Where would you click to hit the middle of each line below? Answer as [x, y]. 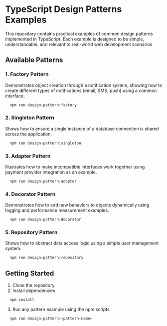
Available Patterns [34, 60]
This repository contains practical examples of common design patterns [79, 33]
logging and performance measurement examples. [57, 210]
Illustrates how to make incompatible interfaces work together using [75, 166]
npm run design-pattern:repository [47, 258]
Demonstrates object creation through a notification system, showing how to [84, 85]
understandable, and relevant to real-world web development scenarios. [79, 44]
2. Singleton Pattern [30, 117]
